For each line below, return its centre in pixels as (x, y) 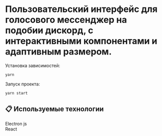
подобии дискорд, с (49, 30)
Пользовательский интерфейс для (81, 9)
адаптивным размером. (58, 52)
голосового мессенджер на (66, 20)
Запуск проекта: (23, 84)
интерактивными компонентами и (81, 41)
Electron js (16, 123)
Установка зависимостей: (33, 65)
